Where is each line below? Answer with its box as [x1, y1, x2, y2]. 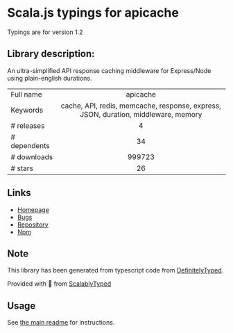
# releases [10, 120, 45, 130]
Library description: [7, 48, 95, 60]
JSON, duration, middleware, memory [79, 109, 202, 119]
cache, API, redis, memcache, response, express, [60, 101, 222, 111]
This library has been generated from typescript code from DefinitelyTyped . [7, 266, 224, 275]
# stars [10, 163, 33, 173]
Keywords [10, 105, 44, 115]
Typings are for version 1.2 [7, 28, 83, 36]
